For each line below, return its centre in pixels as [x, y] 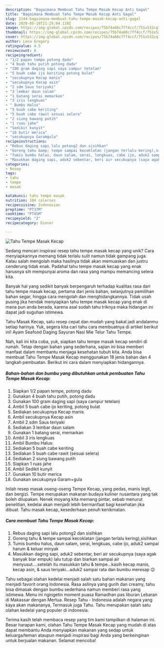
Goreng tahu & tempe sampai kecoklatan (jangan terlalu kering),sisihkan [85, 538]
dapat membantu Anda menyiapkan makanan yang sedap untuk [70, 630]
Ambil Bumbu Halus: [33, 443]
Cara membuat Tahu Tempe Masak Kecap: [50, 521]
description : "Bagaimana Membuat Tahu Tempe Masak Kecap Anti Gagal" [78, 10]
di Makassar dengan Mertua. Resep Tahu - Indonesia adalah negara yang [79, 600]
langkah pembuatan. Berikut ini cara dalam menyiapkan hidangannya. [75, 362]
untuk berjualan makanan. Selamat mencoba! [51, 640]
